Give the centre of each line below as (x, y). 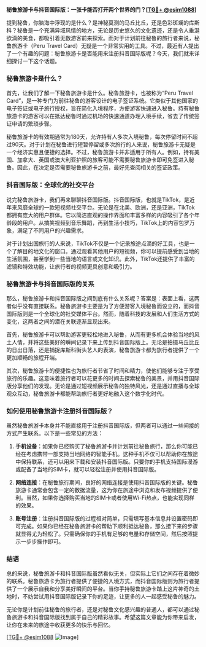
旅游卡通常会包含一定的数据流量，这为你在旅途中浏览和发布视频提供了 (104, 490)
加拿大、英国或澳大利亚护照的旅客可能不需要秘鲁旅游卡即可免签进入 (103, 160)
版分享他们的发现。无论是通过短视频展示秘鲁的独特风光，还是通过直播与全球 (103, 386)
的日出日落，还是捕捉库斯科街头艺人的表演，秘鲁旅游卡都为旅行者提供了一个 (103, 350)
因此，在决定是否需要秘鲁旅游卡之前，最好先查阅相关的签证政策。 (100, 168)
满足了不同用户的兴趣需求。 (52, 230)
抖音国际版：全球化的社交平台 (51, 185)
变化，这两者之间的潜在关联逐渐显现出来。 (60, 321)
